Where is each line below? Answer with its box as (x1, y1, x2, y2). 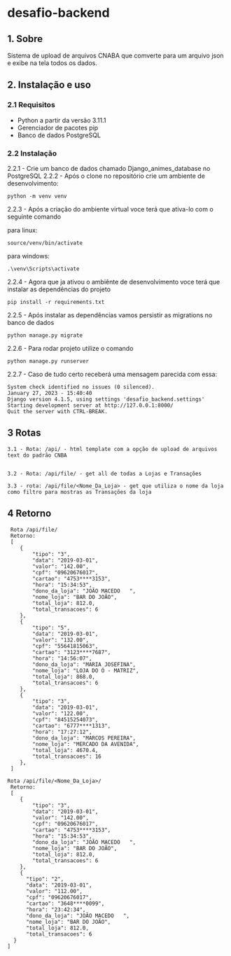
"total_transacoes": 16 (32, 753, 101, 760)
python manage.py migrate (7, 331, 83, 339)
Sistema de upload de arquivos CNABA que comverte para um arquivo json (7, 51, 224, 60)
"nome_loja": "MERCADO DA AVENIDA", (32, 740, 139, 747)
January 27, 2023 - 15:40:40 (7, 389, 92, 396)
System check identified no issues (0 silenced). (7, 383, 155, 390)
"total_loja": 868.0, (32, 673, 96, 680)
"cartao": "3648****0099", (25, 900, 105, 907)
